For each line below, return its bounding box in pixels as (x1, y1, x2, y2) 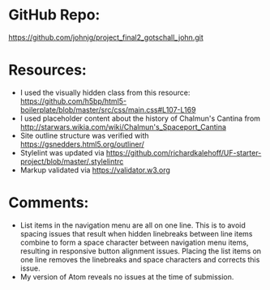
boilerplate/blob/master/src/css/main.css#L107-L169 (19, 104, 196, 114)
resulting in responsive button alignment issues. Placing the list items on (19, 245, 262, 256)
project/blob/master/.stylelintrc (19, 156, 124, 166)
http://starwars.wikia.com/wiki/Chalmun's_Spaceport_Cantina (19, 122, 227, 131)
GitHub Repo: (8, 6, 101, 24)
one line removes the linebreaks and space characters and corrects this (19, 254, 260, 264)
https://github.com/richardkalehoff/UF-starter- (105, 147, 262, 157)
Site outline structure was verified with (19, 130, 149, 140)
